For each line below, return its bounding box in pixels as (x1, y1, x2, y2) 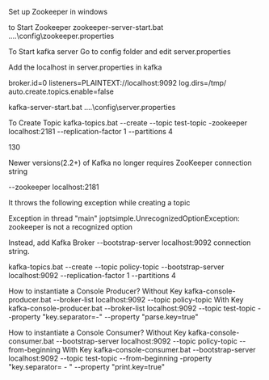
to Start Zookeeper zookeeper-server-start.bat (8, 23, 164, 32)
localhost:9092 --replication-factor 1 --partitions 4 (8, 271, 176, 280)
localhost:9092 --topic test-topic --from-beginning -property (8, 353, 212, 363)
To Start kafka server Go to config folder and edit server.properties (8, 47, 232, 56)
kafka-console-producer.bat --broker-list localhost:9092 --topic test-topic (8, 303, 256, 313)
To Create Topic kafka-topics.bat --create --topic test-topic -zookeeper (8, 118, 248, 128)
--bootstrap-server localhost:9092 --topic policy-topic (56, 336, 238, 346)
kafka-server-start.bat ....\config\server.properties (8, 103, 176, 112)
